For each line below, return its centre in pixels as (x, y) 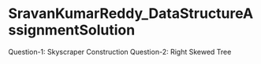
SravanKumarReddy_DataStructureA (131, 14)
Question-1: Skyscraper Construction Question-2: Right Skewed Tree (120, 52)
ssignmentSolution (72, 30)
